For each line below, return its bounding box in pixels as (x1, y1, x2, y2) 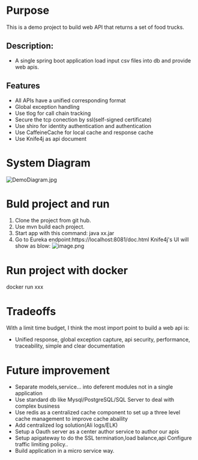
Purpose (6, 4, 50, 17)
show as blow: (14, 242, 51, 250)
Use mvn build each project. (14, 223, 85, 230)
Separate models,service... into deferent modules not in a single (14, 383, 173, 391)
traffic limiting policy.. (14, 441, 68, 448)
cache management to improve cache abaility (14, 416, 128, 423)
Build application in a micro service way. (14, 447, 115, 455)
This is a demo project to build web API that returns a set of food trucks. (6, 23, 185, 31)
